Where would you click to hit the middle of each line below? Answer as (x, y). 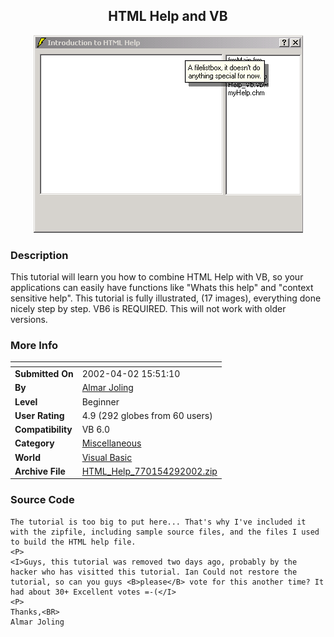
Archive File (40, 471)
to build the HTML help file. (73, 542)
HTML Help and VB (168, 16)
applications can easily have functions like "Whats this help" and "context (162, 288)
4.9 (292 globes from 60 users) (147, 415)
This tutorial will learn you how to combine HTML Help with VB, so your (157, 277)
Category (34, 443)
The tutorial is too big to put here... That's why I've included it (158, 522)
